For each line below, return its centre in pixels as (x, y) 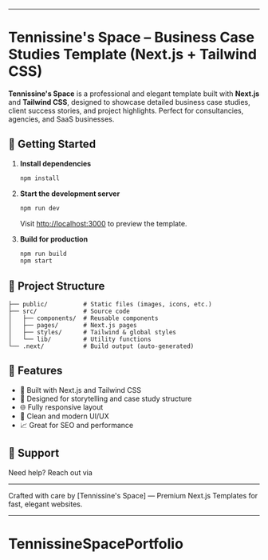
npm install (39, 178)
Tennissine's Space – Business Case (132, 38)
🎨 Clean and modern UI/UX (64, 416)
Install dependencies (55, 163)
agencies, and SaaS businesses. (61, 119)
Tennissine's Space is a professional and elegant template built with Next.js (134, 94)
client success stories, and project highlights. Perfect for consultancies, (126, 110)
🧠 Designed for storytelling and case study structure (106, 398)
